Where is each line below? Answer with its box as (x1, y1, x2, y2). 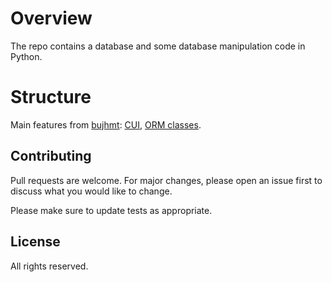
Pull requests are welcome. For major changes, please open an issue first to (10, 174, 323, 186)
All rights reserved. (10, 260, 89, 272)
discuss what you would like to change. (10, 185, 173, 197)
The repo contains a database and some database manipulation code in (10, 40, 306, 52)
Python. (10, 50, 43, 62)
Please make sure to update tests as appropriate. (10, 204, 213, 216)
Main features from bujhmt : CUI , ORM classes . (10, 118, 202, 131)
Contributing (10, 148, 92, 165)
